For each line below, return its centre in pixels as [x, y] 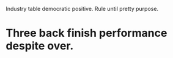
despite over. [40, 46]
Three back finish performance [86, 33]
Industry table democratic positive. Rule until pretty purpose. [82, 9]
